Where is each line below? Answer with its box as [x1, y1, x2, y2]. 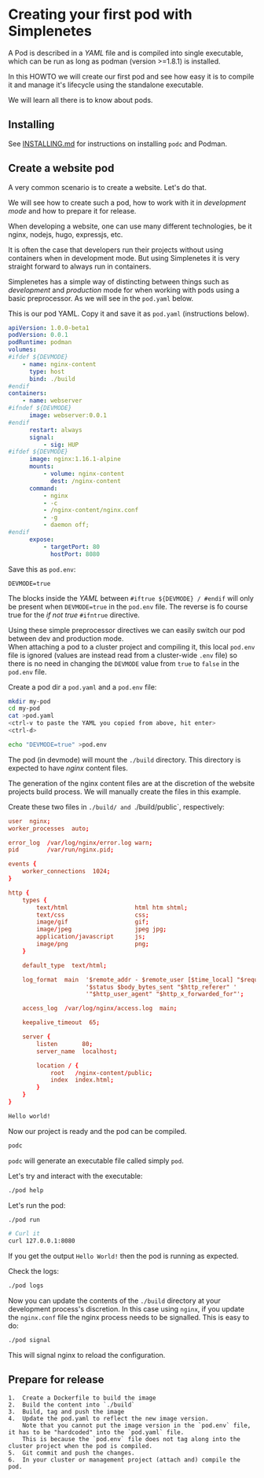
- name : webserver [22, 397, 82, 405]
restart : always [28, 426, 82, 434]
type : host [28, 368, 65, 375]
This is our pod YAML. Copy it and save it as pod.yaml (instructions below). [8, 309, 250, 318]
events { [8, 860, 37, 869]
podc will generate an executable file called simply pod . [8, 1156, 185, 1165]
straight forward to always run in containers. [8, 262, 152, 271]
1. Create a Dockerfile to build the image [8, 1394, 156, 1402]
